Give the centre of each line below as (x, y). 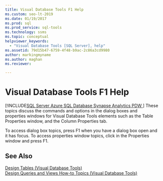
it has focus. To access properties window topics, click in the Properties (77, 136)
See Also (19, 156)
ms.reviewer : (18, 64)
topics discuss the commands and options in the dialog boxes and (71, 111)
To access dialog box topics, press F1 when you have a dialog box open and (81, 131)
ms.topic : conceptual (27, 37)
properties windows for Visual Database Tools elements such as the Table (79, 116)
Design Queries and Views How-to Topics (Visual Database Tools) (71, 173)
